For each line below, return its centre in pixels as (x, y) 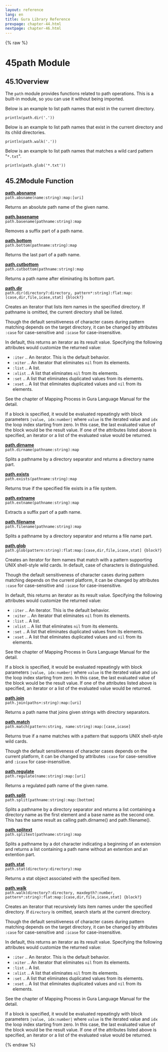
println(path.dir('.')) (30, 118)
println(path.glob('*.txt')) (35, 166)
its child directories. (25, 132)
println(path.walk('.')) (31, 142)
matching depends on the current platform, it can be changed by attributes (82, 580)
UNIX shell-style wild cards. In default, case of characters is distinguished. (82, 565)
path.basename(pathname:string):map (43, 221)
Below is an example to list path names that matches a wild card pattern (79, 151)
